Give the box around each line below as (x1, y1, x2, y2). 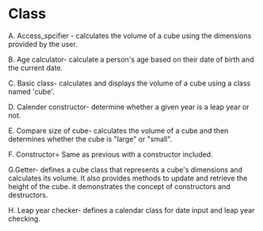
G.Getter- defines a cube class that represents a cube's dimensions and (8, 165, 243, 174)
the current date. (8, 62, 63, 72)
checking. (8, 214, 41, 223)
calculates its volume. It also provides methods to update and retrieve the (8, 173, 248, 183)
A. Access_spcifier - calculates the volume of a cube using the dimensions (8, 31, 252, 40)
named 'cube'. (8, 86, 55, 96)
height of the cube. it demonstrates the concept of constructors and (8, 181, 231, 191)
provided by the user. (8, 39, 78, 48)
